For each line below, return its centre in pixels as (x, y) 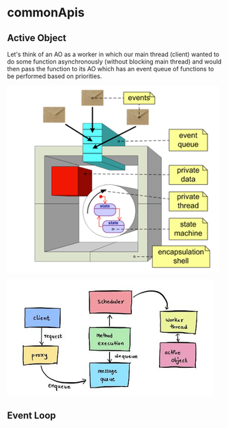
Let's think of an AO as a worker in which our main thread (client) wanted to (113, 54)
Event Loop (32, 416)
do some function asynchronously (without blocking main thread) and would (114, 62)
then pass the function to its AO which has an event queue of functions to (111, 69)
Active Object (37, 38)
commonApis (46, 13)
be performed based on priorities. (55, 76)
